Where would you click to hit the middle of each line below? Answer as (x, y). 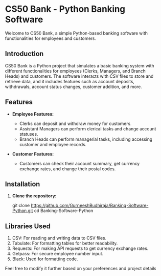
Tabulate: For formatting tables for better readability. (65, 243)
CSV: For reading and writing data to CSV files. (59, 238)
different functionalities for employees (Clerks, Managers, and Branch (75, 71)
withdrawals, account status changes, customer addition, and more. (74, 87)
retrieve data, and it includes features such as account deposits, (70, 81)
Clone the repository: (34, 196)
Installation (23, 184)
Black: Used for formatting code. (45, 259)
